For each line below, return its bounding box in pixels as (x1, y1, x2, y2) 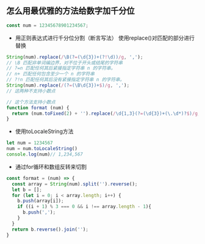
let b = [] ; (12, 187, 43, 193)
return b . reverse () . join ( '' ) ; (12, 226, 88, 232)
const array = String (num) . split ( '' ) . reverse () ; (12, 181, 138, 187)
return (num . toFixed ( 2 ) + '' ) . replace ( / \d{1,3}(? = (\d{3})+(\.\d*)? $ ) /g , (12, 110, 201, 117)
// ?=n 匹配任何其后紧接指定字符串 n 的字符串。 (6, 65, 116, 71)
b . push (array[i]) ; (17, 198, 64, 204)
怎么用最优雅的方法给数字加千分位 (6, 5, 135, 16)
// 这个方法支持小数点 (6, 99, 56, 105)
